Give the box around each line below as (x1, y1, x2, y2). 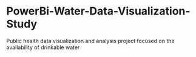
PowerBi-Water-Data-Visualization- (6, 4, 191, 18)
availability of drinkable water (6, 44, 80, 51)
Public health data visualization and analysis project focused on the (6, 37, 175, 44)
